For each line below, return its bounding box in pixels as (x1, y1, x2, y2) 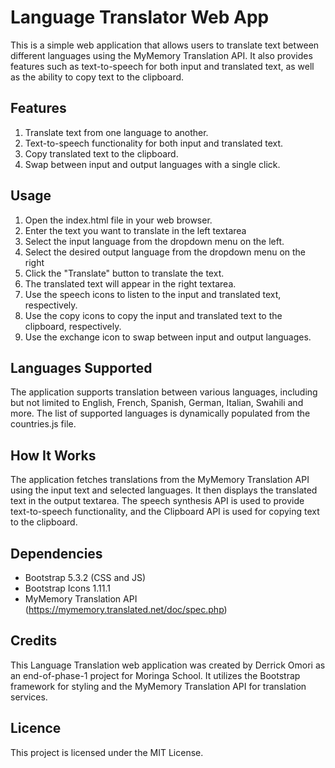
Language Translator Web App (10, 6, 270, 29)
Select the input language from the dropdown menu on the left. (24, 235, 285, 247)
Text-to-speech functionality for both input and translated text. (24, 137, 284, 149)
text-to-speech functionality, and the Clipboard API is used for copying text (10, 506, 320, 518)
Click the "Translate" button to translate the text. (24, 267, 225, 279)
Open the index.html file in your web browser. (24, 214, 213, 226)
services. (10, 691, 48, 703)
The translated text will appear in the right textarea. (24, 277, 237, 290)
